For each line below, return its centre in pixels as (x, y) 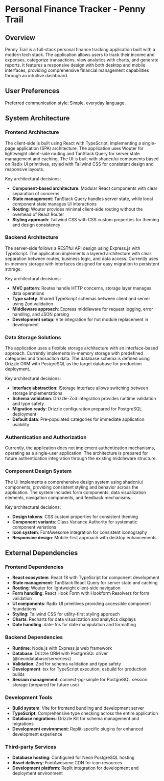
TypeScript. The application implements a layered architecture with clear (78, 253)
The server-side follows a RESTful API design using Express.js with (73, 248)
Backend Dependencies (34, 637)
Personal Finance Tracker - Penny (75, 9)
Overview (20, 38)
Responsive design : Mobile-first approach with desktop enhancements (84, 537)
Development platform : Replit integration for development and (75, 768)
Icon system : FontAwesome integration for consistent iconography (80, 532)
